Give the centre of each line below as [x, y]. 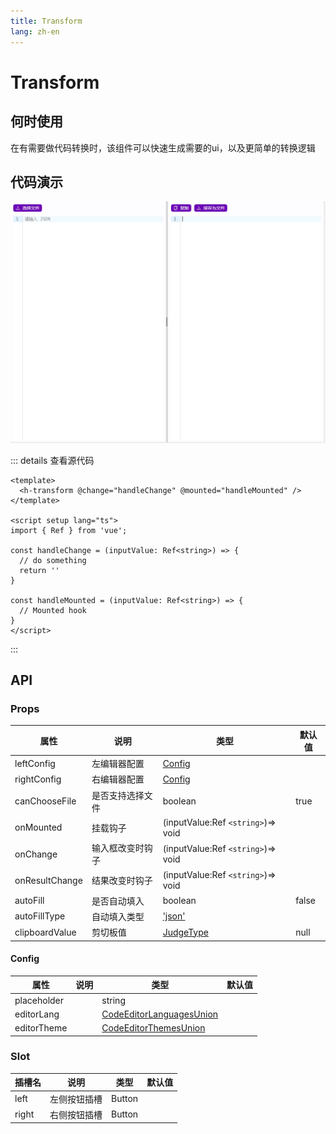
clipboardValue [45, 932]
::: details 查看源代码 [52, 460]
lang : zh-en [35, 31]
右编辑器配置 [118, 779]
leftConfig [35, 763]
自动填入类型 [118, 916]
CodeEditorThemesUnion [153, 1028]
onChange [36, 854]
